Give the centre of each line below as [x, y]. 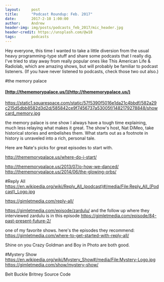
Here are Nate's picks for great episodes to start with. [59, 148]
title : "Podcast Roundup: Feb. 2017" [49, 14]
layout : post [23, 10]
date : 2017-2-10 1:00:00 [37, 19]
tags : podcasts [27, 37]
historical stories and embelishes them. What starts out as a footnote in [77, 133]
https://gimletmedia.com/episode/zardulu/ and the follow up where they [77, 211]
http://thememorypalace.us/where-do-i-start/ [51, 157]
